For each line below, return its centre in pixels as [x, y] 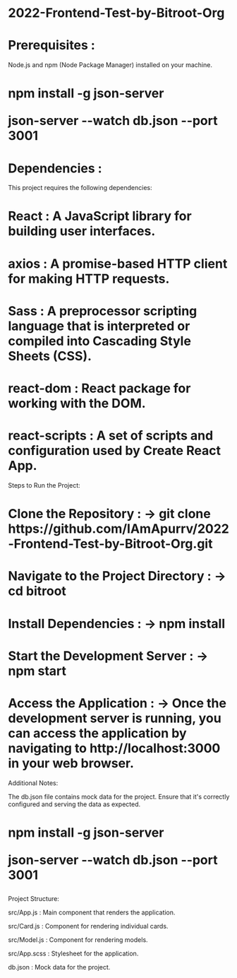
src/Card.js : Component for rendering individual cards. [88, 926]
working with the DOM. [77, 403]
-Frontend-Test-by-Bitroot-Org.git [110, 544]
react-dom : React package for [99, 388]
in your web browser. [71, 763]
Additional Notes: [33, 783]
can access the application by [97, 733]
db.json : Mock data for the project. [59, 967]
